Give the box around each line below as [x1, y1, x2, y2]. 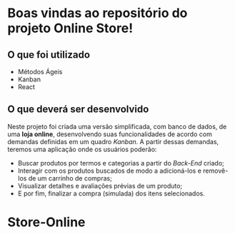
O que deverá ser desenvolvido [7, 103, 149, 116]
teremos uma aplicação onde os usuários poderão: [7, 145, 157, 153]
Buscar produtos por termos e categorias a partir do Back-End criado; [17, 158, 225, 167]
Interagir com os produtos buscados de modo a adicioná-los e [17, 166, 202, 175]
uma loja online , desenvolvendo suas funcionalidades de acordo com [7, 130, 212, 138]
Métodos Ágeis [17, 68, 63, 76]
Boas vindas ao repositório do [7, 5, 188, 21]
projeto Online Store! [7, 20, 134, 36]
